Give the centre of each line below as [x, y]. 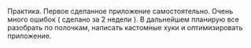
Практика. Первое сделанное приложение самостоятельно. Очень [120, 11]
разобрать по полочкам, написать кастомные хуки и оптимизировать [125, 27]
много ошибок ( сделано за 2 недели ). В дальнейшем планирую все [123, 19]
